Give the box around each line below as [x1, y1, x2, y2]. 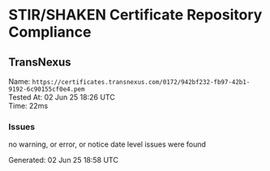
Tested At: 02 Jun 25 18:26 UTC [8, 92, 115, 102]
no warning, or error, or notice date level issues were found [8, 139, 207, 149]
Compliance [8, 23, 92, 41]
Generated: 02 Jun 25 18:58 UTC [8, 156, 119, 165]
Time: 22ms [8, 101, 49, 110]
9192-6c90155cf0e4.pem [8, 85, 85, 93]
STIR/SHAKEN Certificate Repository [8, 6, 263, 24]
